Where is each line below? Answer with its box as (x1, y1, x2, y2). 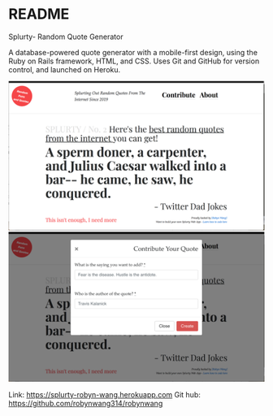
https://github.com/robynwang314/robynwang (8, 399, 163, 409)
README (8, 5, 70, 24)
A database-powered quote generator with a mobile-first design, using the (8, 47, 258, 57)
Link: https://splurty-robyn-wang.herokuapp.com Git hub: (8, 390, 201, 400)
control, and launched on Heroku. (8, 64, 121, 74)
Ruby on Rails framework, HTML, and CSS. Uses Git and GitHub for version (8, 56, 260, 66)
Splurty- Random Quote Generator (8, 32, 123, 41)
